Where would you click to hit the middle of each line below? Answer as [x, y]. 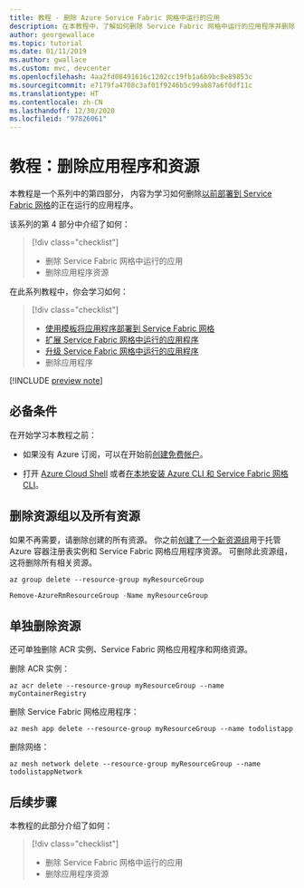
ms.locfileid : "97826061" [58, 119]
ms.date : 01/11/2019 [48, 52]
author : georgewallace [52, 34]
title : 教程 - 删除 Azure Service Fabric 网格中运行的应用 [114, 18]
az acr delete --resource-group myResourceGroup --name [117, 686]
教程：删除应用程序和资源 [105, 166]
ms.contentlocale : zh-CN [56, 102]
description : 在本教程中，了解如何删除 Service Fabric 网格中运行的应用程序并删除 [152, 26]
